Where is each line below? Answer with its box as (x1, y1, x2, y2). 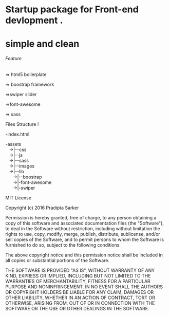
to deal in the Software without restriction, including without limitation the (5, 225, 160, 232)
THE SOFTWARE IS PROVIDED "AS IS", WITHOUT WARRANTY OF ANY (5, 267, 155, 273)
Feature (5, 55, 22, 61)
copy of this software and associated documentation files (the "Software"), (5, 220, 164, 226)
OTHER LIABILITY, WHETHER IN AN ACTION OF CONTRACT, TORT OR (5, 294, 155, 301)
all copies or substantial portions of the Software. (5, 257, 109, 263)
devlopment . (5, 14, 63, 26)
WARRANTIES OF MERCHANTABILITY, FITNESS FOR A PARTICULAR (5, 278, 151, 284)
